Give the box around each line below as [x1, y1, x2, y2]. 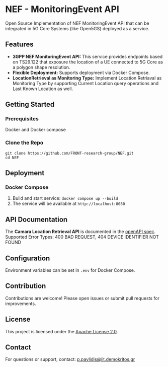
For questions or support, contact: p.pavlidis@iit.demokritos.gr [5, 356, 135, 362]
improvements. [5, 301, 36, 307]
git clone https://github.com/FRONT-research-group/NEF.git [5, 151, 134, 156]
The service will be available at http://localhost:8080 [12, 200, 125, 207]
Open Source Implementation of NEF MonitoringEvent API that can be [5, 20, 149, 26]
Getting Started [5, 100, 55, 109]
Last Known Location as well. [12, 86, 73, 92]
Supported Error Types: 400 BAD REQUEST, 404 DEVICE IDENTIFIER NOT [5, 234, 159, 240]
